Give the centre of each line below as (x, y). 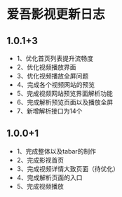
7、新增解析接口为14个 (49, 111)
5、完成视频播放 (40, 186)
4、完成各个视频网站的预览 (56, 84)
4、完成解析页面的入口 (49, 177)
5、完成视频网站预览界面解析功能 (65, 93)
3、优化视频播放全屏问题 (53, 76)
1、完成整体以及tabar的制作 (56, 151)
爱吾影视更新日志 (56, 14)
